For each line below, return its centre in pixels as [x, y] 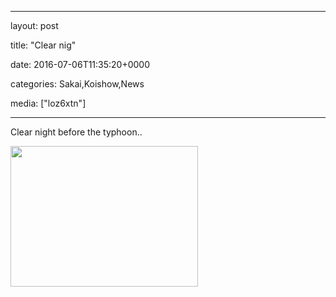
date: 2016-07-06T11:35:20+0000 [80, 64]
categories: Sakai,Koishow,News [77, 84]
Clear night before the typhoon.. [76, 132]
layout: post [34, 25]
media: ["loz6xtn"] [48, 103]
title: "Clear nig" [43, 45]
